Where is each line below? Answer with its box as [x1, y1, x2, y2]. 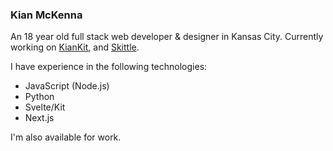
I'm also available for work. [10, 131, 122, 143]
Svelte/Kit [24, 101, 66, 113]
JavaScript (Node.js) [24, 80, 110, 92]
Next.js [24, 112, 55, 124]
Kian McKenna [10, 8, 83, 22]
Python [24, 91, 55, 103]
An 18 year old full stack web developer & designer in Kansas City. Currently [10, 31, 324, 43]
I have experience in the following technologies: [10, 61, 208, 73]
